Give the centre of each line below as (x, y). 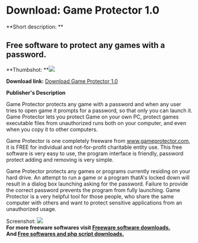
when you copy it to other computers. (52, 129)
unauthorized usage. (31, 209)
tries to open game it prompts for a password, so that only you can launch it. (99, 110)
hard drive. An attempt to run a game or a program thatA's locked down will (98, 177)
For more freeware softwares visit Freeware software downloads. (88, 227)
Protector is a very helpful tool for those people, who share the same (90, 196)
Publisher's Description (36, 92)
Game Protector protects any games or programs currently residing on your (98, 171)
